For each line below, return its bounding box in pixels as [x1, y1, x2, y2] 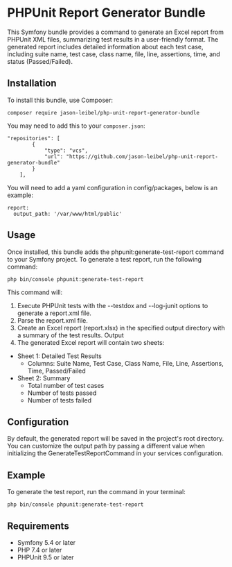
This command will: [7, 288, 63, 296]
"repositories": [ [7, 135, 60, 142]
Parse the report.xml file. [17, 316, 88, 324]
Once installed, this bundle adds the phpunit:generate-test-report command [7, 248, 224, 256]
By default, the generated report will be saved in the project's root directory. [7, 434, 224, 443]
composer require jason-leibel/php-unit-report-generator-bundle [7, 109, 199, 116]
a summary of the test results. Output [17, 331, 125, 339]
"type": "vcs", [44, 147, 89, 154]
